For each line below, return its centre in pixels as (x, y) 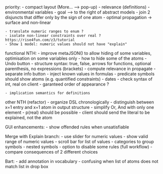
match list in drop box (27, 166)
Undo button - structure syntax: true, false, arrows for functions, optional (78, 63)
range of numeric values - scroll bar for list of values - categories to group (80, 141)
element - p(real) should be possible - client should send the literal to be (77, 112)
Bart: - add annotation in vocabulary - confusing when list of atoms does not (82, 161)
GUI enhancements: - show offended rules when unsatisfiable (67, 127)
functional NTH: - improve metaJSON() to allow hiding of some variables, (78, 53)
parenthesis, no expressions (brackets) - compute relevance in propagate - (80, 69)
